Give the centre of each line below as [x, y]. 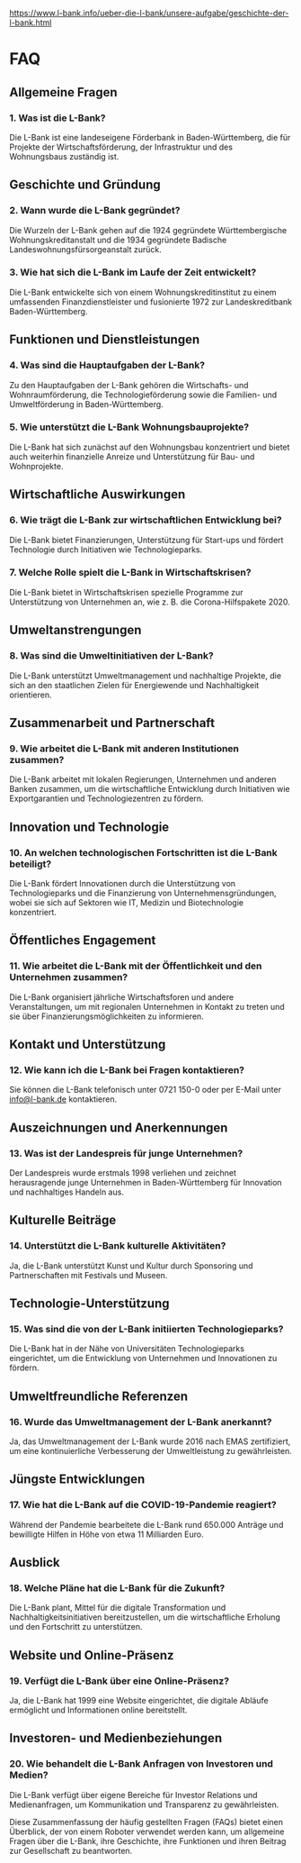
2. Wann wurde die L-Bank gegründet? [95, 211]
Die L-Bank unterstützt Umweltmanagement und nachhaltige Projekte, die [145, 676]
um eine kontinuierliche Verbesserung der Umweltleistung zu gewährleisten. [150, 1451]
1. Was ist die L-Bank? [58, 118]
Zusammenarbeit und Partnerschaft [112, 723]
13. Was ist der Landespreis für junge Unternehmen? [126, 1153]
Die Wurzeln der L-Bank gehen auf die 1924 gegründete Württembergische [148, 230]
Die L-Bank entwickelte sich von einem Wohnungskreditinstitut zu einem [143, 292]
